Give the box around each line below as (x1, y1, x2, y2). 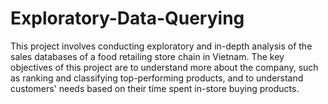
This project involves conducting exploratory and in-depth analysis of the (10, 40, 313, 52)
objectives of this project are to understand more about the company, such (10, 61, 319, 73)
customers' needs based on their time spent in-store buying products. (10, 82, 300, 94)
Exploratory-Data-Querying (10, 7, 245, 30)
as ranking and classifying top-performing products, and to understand (10, 72, 304, 84)
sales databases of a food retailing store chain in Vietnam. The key (10, 50, 285, 62)
